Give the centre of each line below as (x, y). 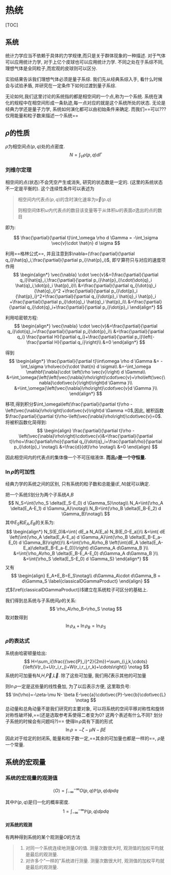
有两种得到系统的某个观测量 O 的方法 (43, 837)
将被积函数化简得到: (26, 422)
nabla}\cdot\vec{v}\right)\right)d (73, 383)
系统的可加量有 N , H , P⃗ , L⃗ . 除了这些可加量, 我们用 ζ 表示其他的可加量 (76, 675)
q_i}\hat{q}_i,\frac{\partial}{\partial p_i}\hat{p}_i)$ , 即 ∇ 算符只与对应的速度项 (86, 260)
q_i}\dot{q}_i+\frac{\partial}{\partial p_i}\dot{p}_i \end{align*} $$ (95, 307)
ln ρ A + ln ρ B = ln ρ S (86, 626)
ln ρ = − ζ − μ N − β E (86, 730)
